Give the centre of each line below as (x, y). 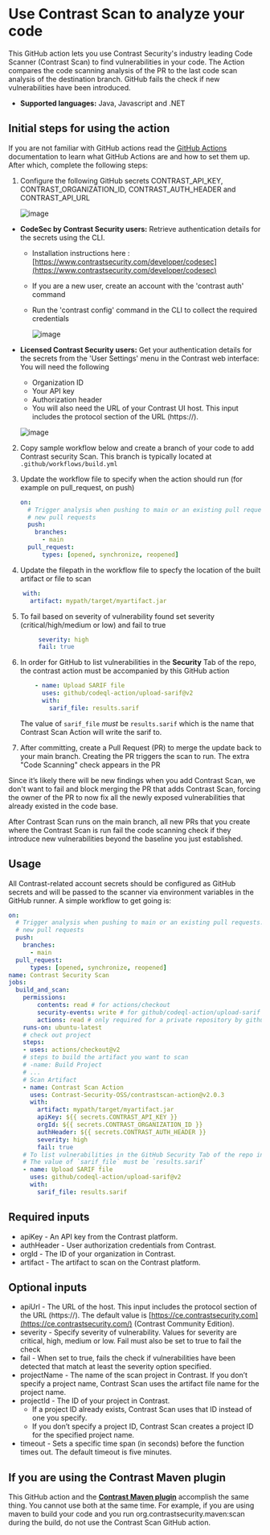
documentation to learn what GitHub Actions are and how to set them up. (129, 156)
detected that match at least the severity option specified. (115, 1367)
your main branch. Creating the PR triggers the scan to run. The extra (135, 756)
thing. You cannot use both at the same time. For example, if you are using (131, 1505)
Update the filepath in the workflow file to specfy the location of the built (140, 570)
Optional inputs (47, 1287)
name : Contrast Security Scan (59, 975)
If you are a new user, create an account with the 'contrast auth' (138, 286)
